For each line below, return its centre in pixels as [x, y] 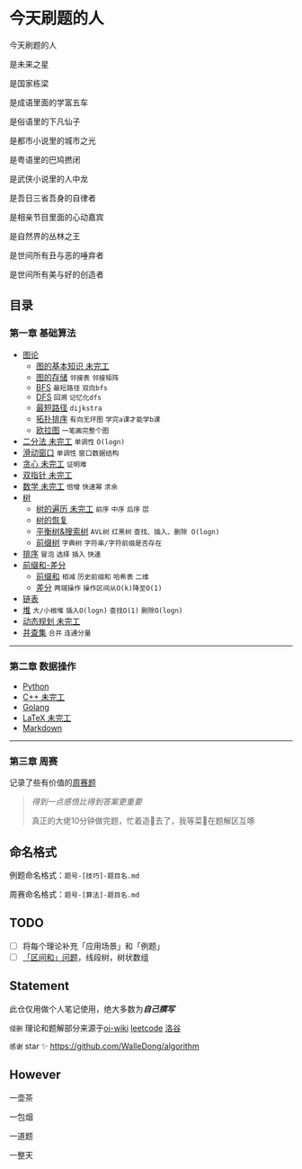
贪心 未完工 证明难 [54, 463]
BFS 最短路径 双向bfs [71, 387]
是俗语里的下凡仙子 [45, 121]
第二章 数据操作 [43, 666]
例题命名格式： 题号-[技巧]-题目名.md [75, 875]
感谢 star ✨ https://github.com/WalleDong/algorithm [104, 1046]
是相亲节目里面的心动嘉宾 [57, 217]
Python [36, 686]
